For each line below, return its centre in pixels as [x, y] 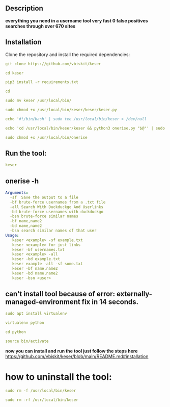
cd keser [15, 73]
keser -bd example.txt [36, 259]
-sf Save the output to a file [44, 197]
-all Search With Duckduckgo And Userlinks [56, 207]
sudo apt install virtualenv [36, 314]
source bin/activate [27, 341]
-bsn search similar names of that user [53, 231]
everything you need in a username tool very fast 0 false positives [77, 20]
